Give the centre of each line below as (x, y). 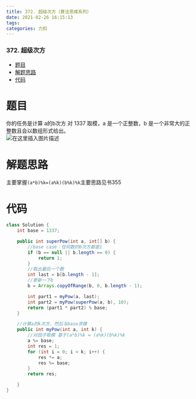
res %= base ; (54, 363)
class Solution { (28, 225)
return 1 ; (50, 258)
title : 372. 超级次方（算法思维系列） (49, 12)
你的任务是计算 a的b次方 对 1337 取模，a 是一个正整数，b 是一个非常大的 (96, 124)
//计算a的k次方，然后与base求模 (52, 324)
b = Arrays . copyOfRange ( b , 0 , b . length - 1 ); (85, 286)
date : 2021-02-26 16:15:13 (40, 17)
